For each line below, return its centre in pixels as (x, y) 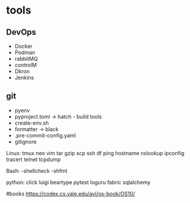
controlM (26, 65)
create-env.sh (32, 123)
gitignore (26, 142)
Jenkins (24, 78)
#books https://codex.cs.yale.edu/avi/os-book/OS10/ (71, 194)
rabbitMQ (26, 59)
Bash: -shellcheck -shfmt (37, 171)
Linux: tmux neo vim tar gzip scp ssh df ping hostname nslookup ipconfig (95, 153)
